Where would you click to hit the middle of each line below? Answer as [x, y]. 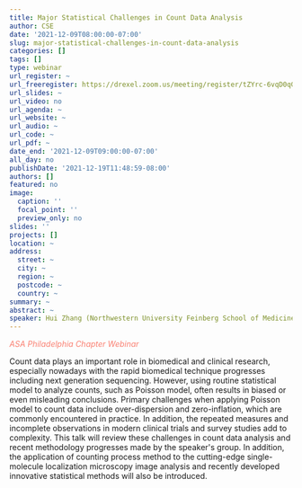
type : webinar [36, 68]
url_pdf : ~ [30, 143]
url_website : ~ [38, 118]
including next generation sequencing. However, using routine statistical [143, 381]
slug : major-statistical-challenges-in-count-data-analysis [124, 43]
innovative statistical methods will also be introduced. [109, 476]
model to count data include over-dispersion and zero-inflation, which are [146, 409]
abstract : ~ [31, 310]
